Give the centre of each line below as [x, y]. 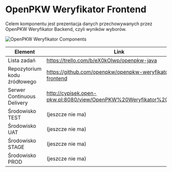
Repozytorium [25, 69]
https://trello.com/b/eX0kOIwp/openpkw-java [102, 60]
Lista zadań [22, 60]
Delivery [18, 103]
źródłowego [22, 82]
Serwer [17, 90]
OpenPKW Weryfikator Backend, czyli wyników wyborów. [66, 29]
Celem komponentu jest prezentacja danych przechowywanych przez [79, 24]
